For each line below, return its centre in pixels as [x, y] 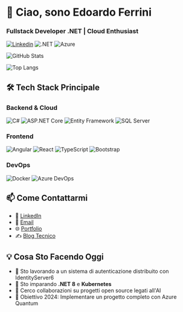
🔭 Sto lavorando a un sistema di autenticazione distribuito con [92, 272]
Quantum [27, 304]
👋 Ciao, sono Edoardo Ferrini [79, 12]
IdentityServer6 [34, 278]
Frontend [20, 136]
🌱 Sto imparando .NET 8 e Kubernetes [63, 284]
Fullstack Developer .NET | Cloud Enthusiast [72, 31]
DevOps [18, 165]
